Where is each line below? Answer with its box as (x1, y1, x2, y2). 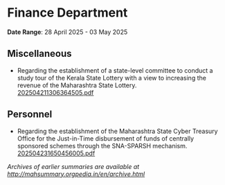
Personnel (7, 109, 53, 121)
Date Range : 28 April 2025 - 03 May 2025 (7, 28, 128, 36)
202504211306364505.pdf (17, 88, 94, 96)
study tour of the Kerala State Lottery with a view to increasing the (17, 73, 206, 82)
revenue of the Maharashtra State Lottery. (17, 81, 137, 89)
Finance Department (7, 5, 128, 21)
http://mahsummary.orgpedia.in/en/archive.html (7, 170, 145, 178)
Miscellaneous (7, 48, 72, 60)
